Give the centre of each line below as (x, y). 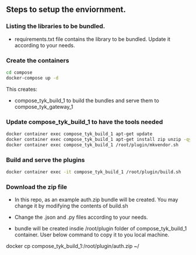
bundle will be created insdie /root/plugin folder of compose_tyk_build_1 (101, 229)
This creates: (22, 89)
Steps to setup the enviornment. (66, 10)
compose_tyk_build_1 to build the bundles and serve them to (87, 100)
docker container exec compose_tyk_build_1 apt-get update (79, 134)
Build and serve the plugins (45, 160)
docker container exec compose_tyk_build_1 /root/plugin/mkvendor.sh (92, 145)
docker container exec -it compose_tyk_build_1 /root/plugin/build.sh (94, 172)
